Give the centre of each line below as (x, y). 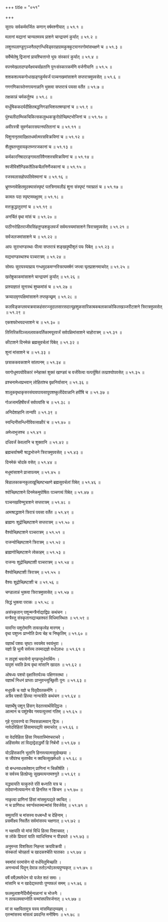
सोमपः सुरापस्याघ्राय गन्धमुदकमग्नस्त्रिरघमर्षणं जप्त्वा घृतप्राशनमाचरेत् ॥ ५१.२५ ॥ (67, 267)
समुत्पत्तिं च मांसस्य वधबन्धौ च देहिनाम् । (36, 815)
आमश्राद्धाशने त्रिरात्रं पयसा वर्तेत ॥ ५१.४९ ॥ (39, 512)
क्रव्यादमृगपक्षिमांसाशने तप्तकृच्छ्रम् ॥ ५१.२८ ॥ (41, 297)
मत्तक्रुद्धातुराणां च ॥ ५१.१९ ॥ (28, 207)
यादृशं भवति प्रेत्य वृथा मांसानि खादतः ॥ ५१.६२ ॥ (43, 665)
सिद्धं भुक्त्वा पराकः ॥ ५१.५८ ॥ (29, 602)
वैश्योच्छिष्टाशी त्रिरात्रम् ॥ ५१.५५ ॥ (33, 572)
